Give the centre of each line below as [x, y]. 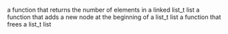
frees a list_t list [29, 24]
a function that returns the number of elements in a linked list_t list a [103, 10]
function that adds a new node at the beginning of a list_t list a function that [114, 17]
